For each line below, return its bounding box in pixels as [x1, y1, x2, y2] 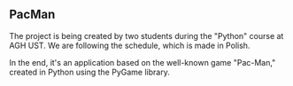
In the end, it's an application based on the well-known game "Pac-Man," [9, 57, 276, 67]
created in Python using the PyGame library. [9, 66, 170, 77]
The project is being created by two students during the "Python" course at [9, 30, 284, 41]
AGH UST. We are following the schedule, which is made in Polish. [9, 40, 251, 51]
